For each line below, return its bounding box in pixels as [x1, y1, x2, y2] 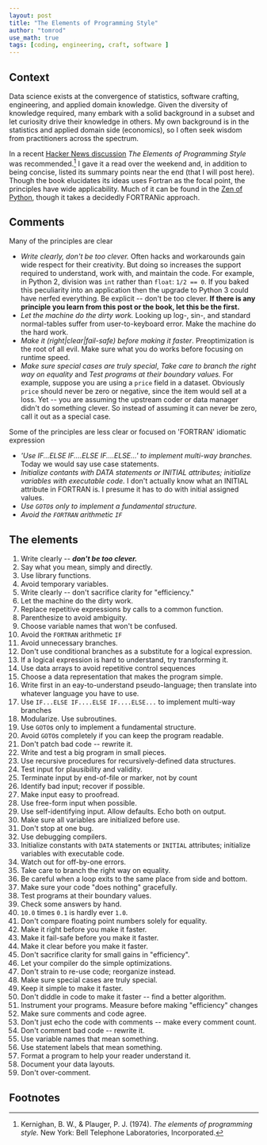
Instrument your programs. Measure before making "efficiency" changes [20, 1001, 258, 1010]
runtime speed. [20, 353, 71, 362]
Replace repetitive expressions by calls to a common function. [20, 604, 224, 615]
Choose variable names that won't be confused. [20, 622, 177, 631]
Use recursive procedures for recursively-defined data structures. [20, 756, 236, 766]
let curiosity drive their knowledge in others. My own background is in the [9, 117, 250, 126]
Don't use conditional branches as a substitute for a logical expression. [20, 647, 253, 657]
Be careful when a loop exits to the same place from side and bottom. [20, 874, 248, 884]
